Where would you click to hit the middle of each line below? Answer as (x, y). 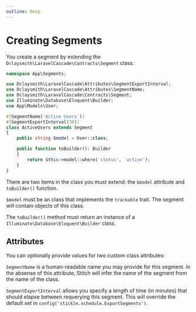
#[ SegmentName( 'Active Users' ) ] (45, 116)
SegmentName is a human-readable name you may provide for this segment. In (98, 267)
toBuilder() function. (32, 188)
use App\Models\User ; (32, 106)
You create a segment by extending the (54, 57)
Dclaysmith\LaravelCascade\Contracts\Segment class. (70, 63)
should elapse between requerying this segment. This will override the (91, 297)
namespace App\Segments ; (36, 74)
